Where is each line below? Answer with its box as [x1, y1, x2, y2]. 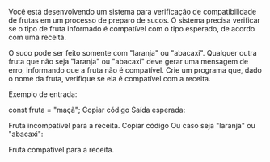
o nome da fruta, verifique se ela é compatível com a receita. [8, 74, 211, 83]
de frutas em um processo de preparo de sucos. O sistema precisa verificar [8, 15, 261, 25]
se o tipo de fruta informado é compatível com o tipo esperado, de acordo [8, 24, 255, 33]
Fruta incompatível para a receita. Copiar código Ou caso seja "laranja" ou [8, 121, 256, 130]
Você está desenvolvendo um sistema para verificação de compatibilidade [8, 7, 257, 16]
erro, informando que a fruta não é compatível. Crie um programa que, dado [8, 65, 263, 75]
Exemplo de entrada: [8, 89, 78, 99]
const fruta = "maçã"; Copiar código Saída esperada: [8, 105, 186, 114]
